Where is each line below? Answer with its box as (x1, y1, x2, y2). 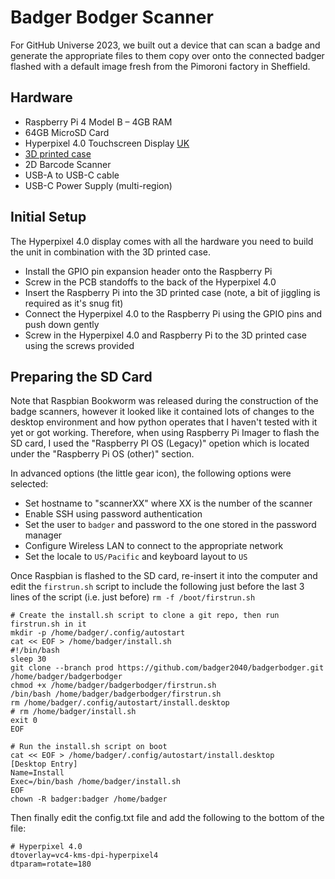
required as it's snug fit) (24, 297, 124, 309)
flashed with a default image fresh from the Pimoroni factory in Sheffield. (10, 60, 311, 72)
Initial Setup (10, 209, 87, 226)
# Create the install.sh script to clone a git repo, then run (10, 611, 280, 621)
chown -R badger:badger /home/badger (10, 794, 168, 805)
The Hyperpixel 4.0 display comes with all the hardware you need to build (10, 235, 314, 247)
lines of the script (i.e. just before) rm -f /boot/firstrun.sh (10, 591, 256, 603)
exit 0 (10, 716, 38, 726)
